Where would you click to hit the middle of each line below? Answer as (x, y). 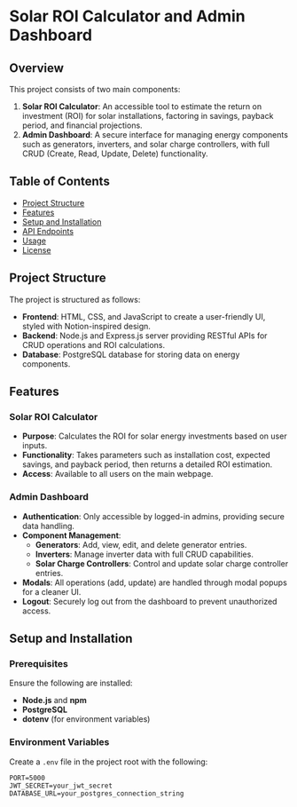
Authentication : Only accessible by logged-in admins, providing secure (153, 516)
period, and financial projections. (82, 125)
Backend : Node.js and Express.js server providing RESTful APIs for (145, 336)
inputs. (35, 446)
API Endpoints (47, 231)
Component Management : (71, 535)
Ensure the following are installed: (71, 683)
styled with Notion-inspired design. (86, 326)
